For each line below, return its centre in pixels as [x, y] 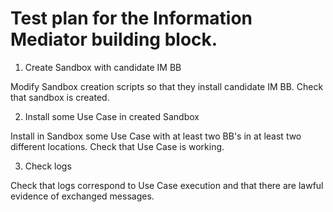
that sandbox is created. [60, 97]
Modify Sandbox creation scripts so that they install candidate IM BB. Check [167, 86]
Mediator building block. [114, 39]
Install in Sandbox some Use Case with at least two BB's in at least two [156, 136]
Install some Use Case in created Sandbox [112, 116]
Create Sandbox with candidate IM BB [103, 67]
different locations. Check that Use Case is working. [117, 146]
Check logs [48, 166]
